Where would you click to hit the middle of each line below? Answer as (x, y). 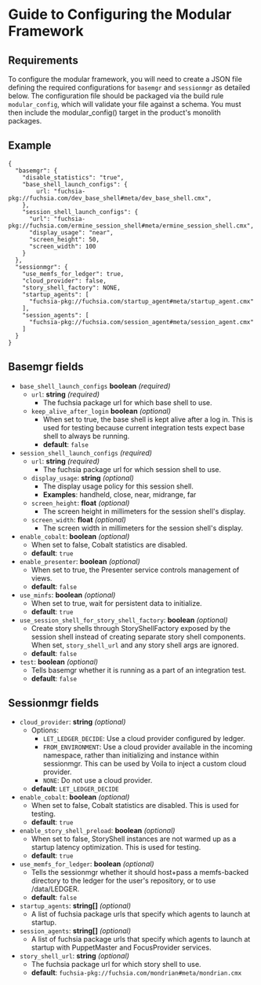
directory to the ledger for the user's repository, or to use (123, 881)
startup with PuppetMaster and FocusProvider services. (121, 948)
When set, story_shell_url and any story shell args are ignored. (135, 645)
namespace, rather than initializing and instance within (131, 755)
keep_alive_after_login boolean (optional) (101, 411)
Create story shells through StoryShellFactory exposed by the (131, 628)
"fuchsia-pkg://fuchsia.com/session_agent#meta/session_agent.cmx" (141, 322)
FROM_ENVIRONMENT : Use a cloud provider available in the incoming (148, 747)
